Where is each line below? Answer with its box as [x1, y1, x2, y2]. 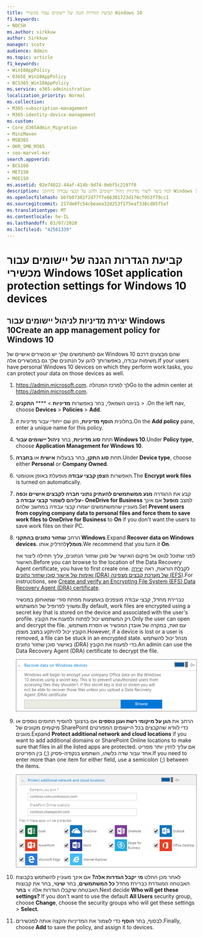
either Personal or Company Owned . [15, 460, 108, 468]
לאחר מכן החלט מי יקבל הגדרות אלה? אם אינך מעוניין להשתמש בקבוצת [15, 874, 181, 881]
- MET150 [7, 169, 29, 175]
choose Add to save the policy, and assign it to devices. [15, 924, 154, 931]
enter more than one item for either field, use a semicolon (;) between [15, 756, 189, 763]
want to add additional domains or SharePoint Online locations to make [15, 736, 192, 744]
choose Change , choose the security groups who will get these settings [15, 899, 195, 906]
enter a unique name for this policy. [15, 424, 104, 431]
